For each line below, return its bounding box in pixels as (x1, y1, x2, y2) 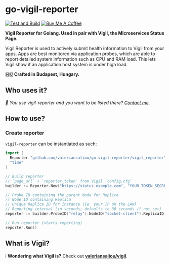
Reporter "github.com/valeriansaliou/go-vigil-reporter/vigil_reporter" (10, 155, 166, 160)
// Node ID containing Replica (5, 197, 71, 202)
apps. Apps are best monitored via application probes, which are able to (5, 51, 155, 57)
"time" (10, 160, 24, 165)
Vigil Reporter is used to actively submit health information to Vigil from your (5, 45, 164, 51)
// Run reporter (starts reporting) (5, 220, 82, 226)
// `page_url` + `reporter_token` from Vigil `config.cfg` (5, 179, 133, 184)
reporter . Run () (5, 225, 37, 230)
